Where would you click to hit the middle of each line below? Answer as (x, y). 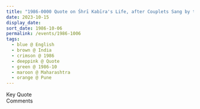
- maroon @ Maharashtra (41, 72)
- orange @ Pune (32, 78)
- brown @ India (32, 50)
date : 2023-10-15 (28, 17)
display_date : (24, 23)
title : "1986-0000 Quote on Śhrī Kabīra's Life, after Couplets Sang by (98, 12)
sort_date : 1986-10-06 (34, 28)
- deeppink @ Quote (36, 61)
